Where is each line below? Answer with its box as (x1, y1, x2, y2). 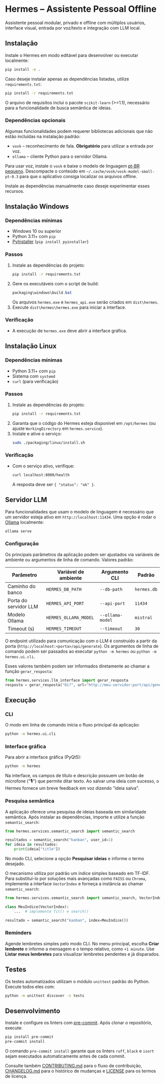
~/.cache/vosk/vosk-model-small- (86, 169, 155, 174)
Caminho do (7, 583, 36, 590)
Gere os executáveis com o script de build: (12, 280, 99, 286)
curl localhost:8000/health (12, 472, 70, 478)
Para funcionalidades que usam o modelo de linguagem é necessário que (5, 509, 154, 514)
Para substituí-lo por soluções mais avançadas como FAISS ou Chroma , (5, 875, 146, 881)
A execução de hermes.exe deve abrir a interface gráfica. (12, 328, 127, 333)
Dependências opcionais (5, 117, 66, 124)
